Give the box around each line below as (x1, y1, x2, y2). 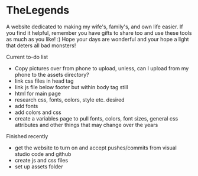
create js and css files (14, 157, 69, 164)
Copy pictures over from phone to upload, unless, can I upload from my (14, 64, 189, 71)
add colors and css (14, 109, 61, 116)
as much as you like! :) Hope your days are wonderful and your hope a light (6, 35, 189, 43)
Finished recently (6, 132, 48, 139)
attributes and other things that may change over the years (14, 121, 158, 128)
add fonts (14, 102, 38, 109)
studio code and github (14, 150, 72, 157)
